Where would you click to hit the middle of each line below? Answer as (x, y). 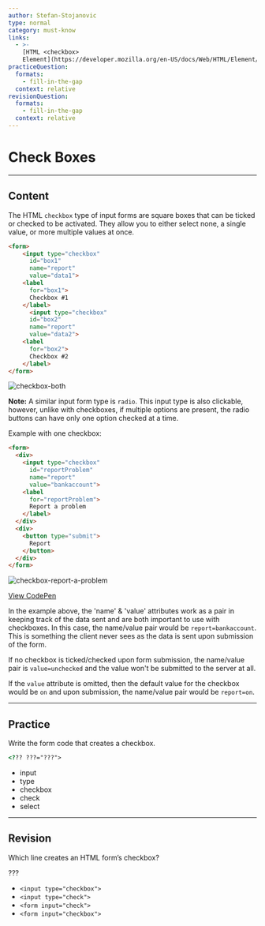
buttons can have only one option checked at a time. (93, 418)
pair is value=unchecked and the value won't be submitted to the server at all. (132, 669)
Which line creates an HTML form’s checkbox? (84, 857)
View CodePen (32, 596)
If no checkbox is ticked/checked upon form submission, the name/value (127, 660)
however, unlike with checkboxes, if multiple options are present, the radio (129, 410)
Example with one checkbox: (55, 433)
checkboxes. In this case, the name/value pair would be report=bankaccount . (132, 628)
